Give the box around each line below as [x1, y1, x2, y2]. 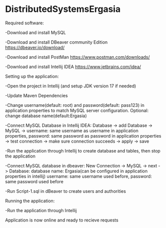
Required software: [5, 20, 44, 26]
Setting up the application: [5, 73, 59, 79]
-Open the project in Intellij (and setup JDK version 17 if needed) [5, 83, 136, 89]
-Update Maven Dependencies [5, 92, 68, 98]
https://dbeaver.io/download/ [5, 44, 65, 50]
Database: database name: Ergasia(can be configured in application [9, 168, 148, 174]
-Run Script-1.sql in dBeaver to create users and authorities [5, 188, 126, 194]
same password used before [5, 178, 63, 184]
